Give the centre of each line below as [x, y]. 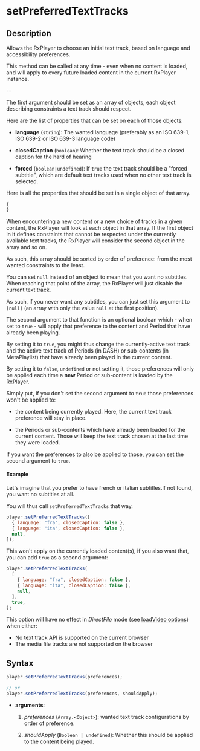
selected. [27, 181]
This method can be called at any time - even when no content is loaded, [97, 66]
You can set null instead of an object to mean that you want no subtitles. [97, 277]
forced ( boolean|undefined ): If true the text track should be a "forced [101, 168]
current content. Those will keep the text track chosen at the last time [102, 436]
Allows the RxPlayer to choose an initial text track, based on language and [98, 48]
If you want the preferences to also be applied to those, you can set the [95, 454]
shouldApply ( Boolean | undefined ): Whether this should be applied [108, 735]
